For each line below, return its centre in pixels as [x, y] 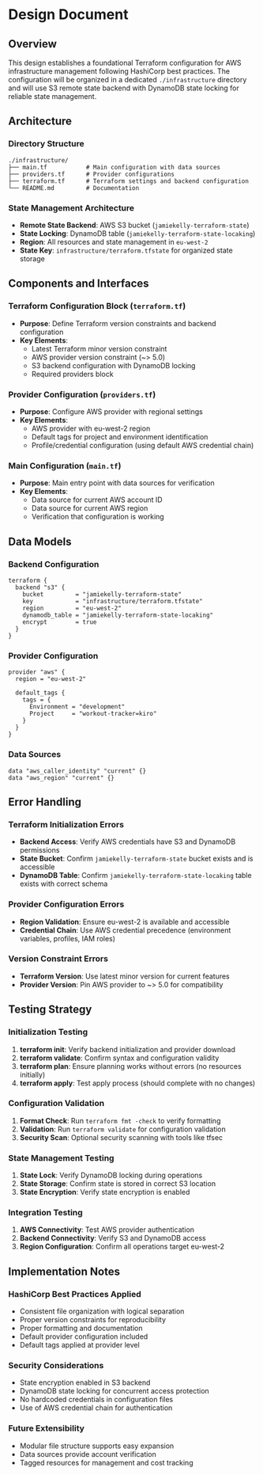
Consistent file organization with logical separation [102, 1311]
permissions [39, 850]
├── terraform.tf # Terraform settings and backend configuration [128, 181]
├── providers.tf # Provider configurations [92, 174]
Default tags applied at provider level [79, 1345]
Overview [33, 44]
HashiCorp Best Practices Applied [75, 1294]
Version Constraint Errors [58, 959]
